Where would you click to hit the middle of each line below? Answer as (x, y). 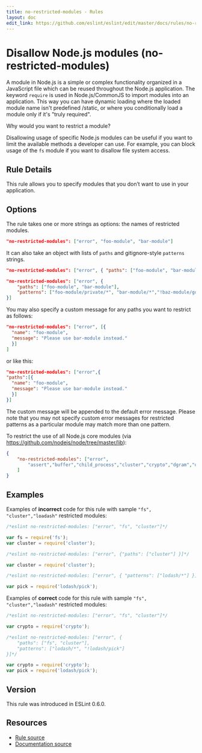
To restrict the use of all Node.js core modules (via (69, 436)
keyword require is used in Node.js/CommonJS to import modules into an (98, 95)
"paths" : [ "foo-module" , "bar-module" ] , (68, 287)
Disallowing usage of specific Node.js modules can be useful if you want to (99, 138)
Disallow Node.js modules (72, 53)
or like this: (20, 361)
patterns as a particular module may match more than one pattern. (89, 424)
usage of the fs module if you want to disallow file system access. (88, 151)
